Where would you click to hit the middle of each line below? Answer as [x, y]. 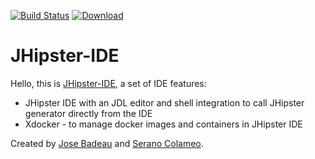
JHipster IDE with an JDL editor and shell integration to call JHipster [164, 102]
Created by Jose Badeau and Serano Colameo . [107, 143]
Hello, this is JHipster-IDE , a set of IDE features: [108, 83]
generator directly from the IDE [88, 113]
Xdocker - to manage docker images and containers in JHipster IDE [163, 124]
